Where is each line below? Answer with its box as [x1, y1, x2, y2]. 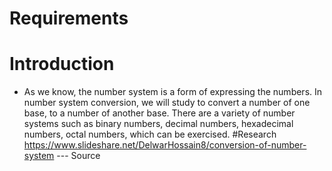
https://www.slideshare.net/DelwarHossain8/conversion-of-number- [23, 139, 307, 151]
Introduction [9, 53, 115, 76]
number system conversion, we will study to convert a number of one [23, 97, 311, 109]
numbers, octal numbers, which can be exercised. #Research [23, 128, 277, 141]
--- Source [56, 150, 101, 162]
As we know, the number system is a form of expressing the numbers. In [23, 86, 323, 98]
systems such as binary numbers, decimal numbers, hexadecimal [23, 118, 294, 130]
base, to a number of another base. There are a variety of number [23, 107, 296, 119]
